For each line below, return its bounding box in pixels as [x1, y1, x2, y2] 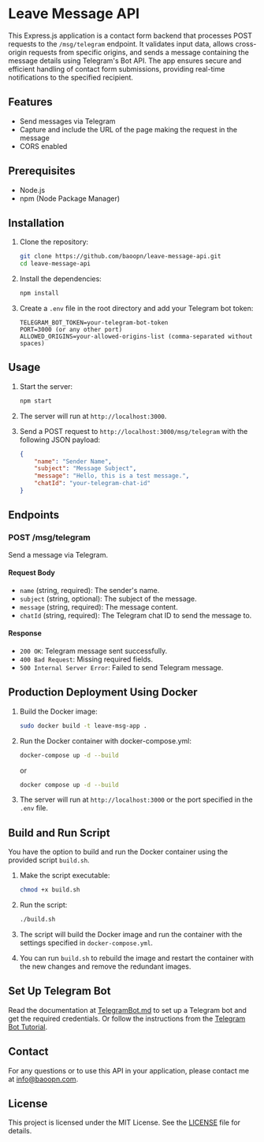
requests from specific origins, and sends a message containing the [28, 47, 250, 57]
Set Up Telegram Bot [8, 984, 111, 998]
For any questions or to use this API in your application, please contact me [8, 1066, 250, 1075]
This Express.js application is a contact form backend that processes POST [8, 31, 252, 40]
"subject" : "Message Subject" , [34, 465, 137, 473]
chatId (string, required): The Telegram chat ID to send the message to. [19, 610, 252, 620]
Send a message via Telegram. [8, 550, 109, 559]
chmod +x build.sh [19, 886, 80, 894]
